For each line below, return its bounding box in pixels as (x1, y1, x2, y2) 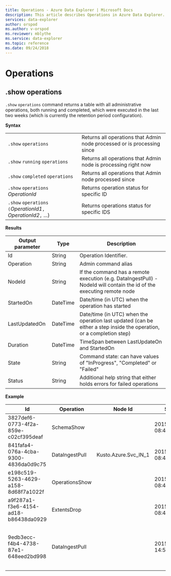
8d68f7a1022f (8, 488, 44, 495)
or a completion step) (79, 330, 131, 337)
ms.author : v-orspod (5, 27, 49, 32)
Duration (8, 341, 29, 348)
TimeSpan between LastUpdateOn (79, 338, 162, 345)
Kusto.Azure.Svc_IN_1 (96, 451, 150, 458)
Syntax (5, 122, 21, 128)
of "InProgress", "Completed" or (79, 359, 157, 366)
